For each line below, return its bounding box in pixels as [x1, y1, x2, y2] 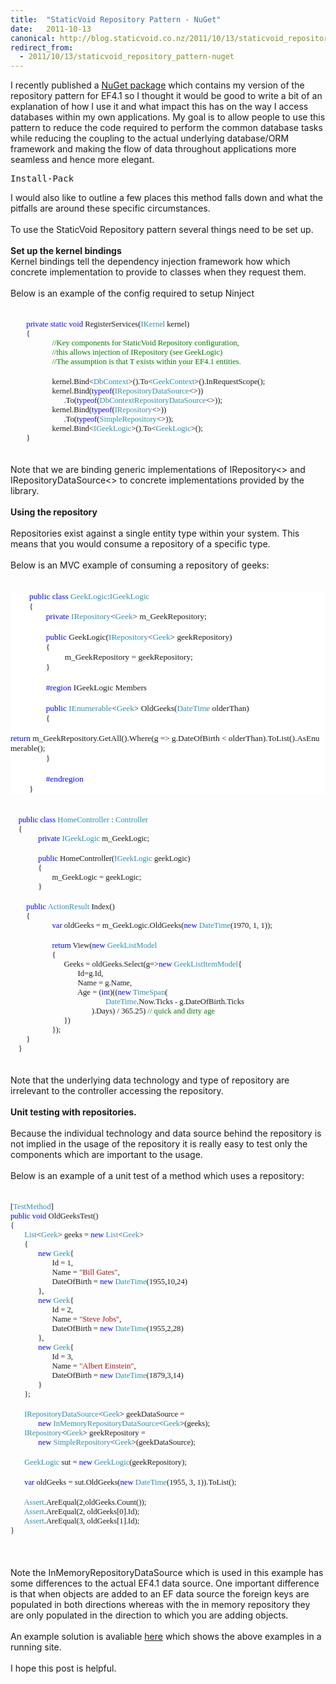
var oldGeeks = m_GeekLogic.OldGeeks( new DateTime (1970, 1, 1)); [51, 921, 273, 931]
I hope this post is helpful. [10, 1662, 117, 1675]
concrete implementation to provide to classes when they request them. [10, 266, 307, 278]
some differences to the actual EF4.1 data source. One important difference [10, 1577, 320, 1590]
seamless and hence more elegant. [10, 154, 155, 166]
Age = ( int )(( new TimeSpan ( [76, 987, 168, 998]
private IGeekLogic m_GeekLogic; [38, 834, 150, 844]
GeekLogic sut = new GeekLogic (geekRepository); [24, 1457, 187, 1468]
